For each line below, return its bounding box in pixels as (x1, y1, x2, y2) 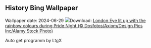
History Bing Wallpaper (5, 4, 78, 12)
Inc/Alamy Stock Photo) (5, 28, 53, 34)
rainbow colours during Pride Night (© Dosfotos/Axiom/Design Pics (5, 23, 143, 28)
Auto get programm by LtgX (5, 37, 62, 43)
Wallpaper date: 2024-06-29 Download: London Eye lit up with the (5, 17, 146, 24)
